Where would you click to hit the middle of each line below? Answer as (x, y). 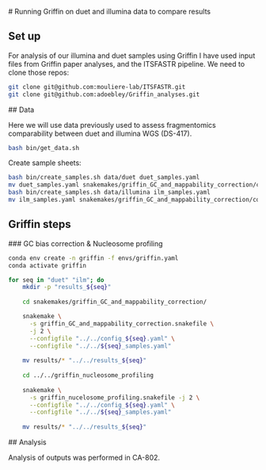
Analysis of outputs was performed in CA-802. (84, 457)
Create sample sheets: (45, 163)
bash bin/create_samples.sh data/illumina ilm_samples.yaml (110, 193)
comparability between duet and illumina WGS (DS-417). (100, 133)
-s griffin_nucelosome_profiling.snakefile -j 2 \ (114, 397)
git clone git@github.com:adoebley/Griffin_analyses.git (104, 94)
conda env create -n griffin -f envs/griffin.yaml (93, 258)
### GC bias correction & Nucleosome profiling (86, 243)
